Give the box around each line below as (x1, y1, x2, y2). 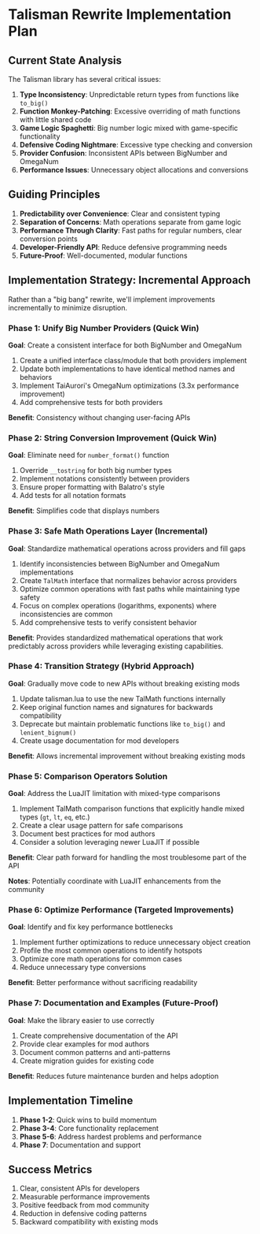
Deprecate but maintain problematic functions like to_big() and (19, 719, 225, 728)
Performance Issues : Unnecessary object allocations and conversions (19, 165, 249, 174)
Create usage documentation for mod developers (19, 735, 179, 745)
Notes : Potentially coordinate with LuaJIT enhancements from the (8, 876, 222, 886)
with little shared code (19, 115, 92, 124)
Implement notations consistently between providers (19, 474, 190, 484)
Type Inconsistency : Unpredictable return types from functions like (19, 90, 240, 99)
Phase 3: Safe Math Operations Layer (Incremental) (8, 526, 208, 537)
